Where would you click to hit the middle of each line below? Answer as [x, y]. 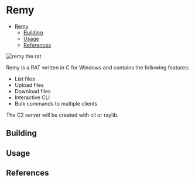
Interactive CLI [32, 97]
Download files [32, 91]
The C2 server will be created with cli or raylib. [62, 115]
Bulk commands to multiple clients [56, 103]
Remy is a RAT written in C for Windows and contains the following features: [98, 67]
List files [25, 79]
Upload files [29, 85]
